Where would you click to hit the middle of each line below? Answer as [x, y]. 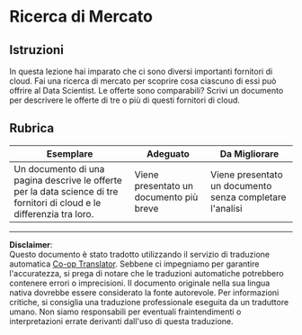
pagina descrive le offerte [68, 180]
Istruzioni [37, 50]
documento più [166, 197]
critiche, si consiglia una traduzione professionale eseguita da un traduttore [149, 302]
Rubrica [32, 128]
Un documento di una [59, 168]
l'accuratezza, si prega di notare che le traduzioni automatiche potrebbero [147, 273]
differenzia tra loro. [54, 213]
